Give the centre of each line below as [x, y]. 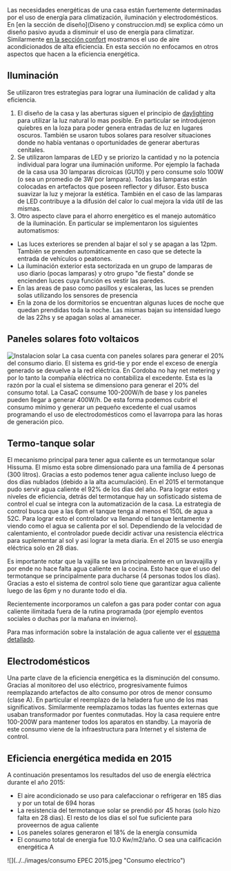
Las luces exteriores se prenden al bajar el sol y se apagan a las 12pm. [117, 244]
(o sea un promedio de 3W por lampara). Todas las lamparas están [112, 179]
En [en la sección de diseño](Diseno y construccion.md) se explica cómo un [115, 25]
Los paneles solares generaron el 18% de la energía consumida [107, 832]
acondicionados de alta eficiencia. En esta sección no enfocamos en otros [113, 47]
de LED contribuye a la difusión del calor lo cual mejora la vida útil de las [120, 201]
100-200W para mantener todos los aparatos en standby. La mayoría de [109, 722]
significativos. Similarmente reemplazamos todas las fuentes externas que [113, 707]
